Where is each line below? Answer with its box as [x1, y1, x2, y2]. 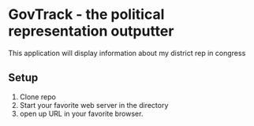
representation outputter [8, 22, 174, 40]
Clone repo [19, 92, 57, 102]
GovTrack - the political [8, 6, 165, 24]
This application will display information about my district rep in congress [8, 48, 246, 57]
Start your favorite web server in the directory [19, 100, 169, 109]
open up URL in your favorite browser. [19, 109, 144, 118]
